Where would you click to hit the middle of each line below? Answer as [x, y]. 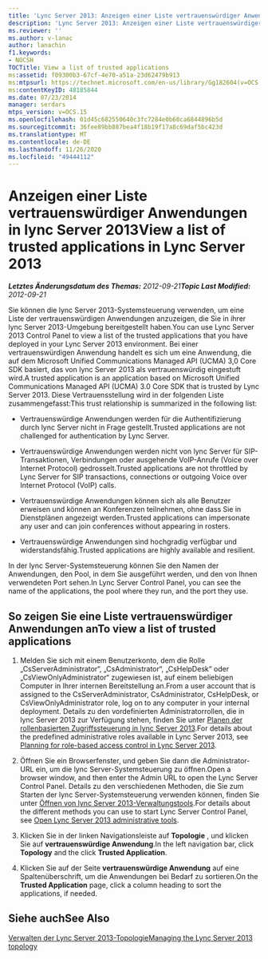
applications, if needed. [59, 894]
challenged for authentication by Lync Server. [95, 436]
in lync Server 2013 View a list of [117, 230]
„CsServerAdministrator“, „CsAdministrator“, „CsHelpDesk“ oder [124, 669]
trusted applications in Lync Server [127, 247]
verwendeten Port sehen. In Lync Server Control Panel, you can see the [125, 583]
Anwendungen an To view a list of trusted [112, 629]
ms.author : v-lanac [41, 38]
